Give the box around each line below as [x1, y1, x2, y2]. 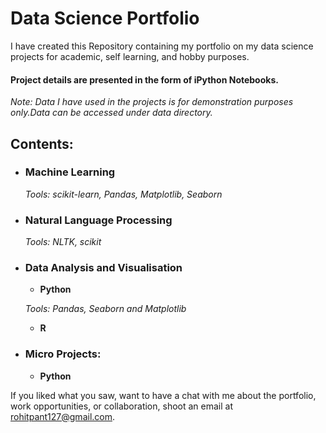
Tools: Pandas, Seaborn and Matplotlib [24, 303, 187, 315]
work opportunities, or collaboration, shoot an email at [10, 400, 233, 412]
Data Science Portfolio [10, 7, 200, 30]
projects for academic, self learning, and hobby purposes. [10, 50, 250, 62]
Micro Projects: [24, 347, 102, 361]
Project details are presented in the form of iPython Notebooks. [10, 73, 279, 86]
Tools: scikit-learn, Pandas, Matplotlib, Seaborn [24, 188, 223, 200]
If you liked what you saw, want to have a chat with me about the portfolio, [10, 389, 317, 401]
